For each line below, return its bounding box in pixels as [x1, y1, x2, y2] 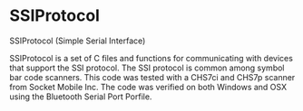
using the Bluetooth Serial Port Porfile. [9, 91, 152, 102]
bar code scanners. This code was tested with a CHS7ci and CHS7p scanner [9, 71, 296, 82]
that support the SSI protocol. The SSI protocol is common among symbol [9, 62, 285, 73]
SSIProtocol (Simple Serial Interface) [9, 35, 146, 46]
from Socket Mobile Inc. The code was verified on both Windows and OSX [9, 81, 288, 92]
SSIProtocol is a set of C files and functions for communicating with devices [9, 52, 293, 63]
